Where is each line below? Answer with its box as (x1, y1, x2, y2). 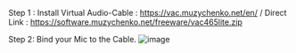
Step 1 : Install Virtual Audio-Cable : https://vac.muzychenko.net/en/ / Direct (8, 8, 287, 18)
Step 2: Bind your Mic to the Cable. (8, 34, 137, 44)
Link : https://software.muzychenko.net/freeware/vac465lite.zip (8, 17, 243, 27)
